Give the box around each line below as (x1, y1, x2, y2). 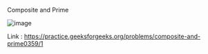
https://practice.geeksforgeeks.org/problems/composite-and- (23, 32, 201, 40)
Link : (7, 32, 23, 40)
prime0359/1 (7, 40, 44, 47)
